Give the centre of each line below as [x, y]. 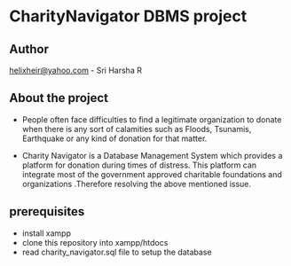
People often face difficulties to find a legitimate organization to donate [152, 119]
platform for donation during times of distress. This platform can [139, 165]
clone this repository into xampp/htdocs [95, 242]
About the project [59, 98]
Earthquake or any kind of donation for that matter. [114, 138]
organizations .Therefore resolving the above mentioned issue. [136, 184]
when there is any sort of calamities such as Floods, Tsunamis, [137, 129]
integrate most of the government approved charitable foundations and [152, 174]
